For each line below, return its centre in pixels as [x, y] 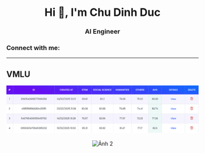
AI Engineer [103, 32]
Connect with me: [33, 48]
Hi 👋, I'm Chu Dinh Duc [103, 12]
